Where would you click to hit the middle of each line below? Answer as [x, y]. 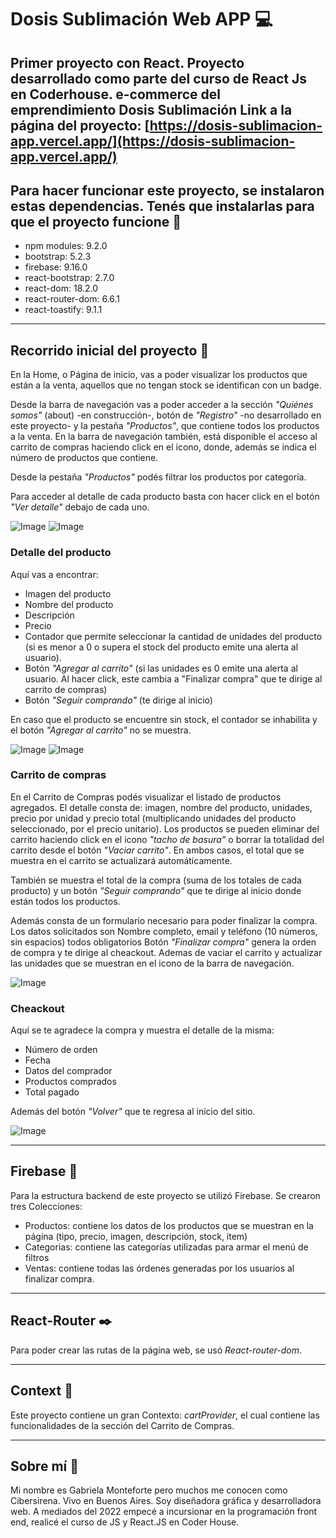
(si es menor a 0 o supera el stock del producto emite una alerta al [161, 647]
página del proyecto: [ [80, 125]
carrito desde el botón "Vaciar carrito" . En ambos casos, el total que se [157, 850]
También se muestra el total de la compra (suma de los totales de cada [156, 880]
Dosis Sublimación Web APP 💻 [141, 19]
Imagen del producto [68, 593]
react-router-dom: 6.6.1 [72, 299]
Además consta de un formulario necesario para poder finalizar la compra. [164, 920]
